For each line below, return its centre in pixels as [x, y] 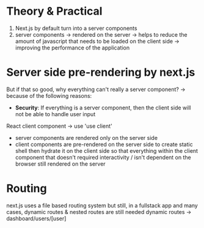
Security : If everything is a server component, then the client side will [103, 108]
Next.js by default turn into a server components [76, 28]
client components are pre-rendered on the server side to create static [104, 144]
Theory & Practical [54, 11]
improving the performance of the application [72, 48]
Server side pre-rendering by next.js [101, 72]
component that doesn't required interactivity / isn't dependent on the [103, 157]
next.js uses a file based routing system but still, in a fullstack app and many [102, 205]
